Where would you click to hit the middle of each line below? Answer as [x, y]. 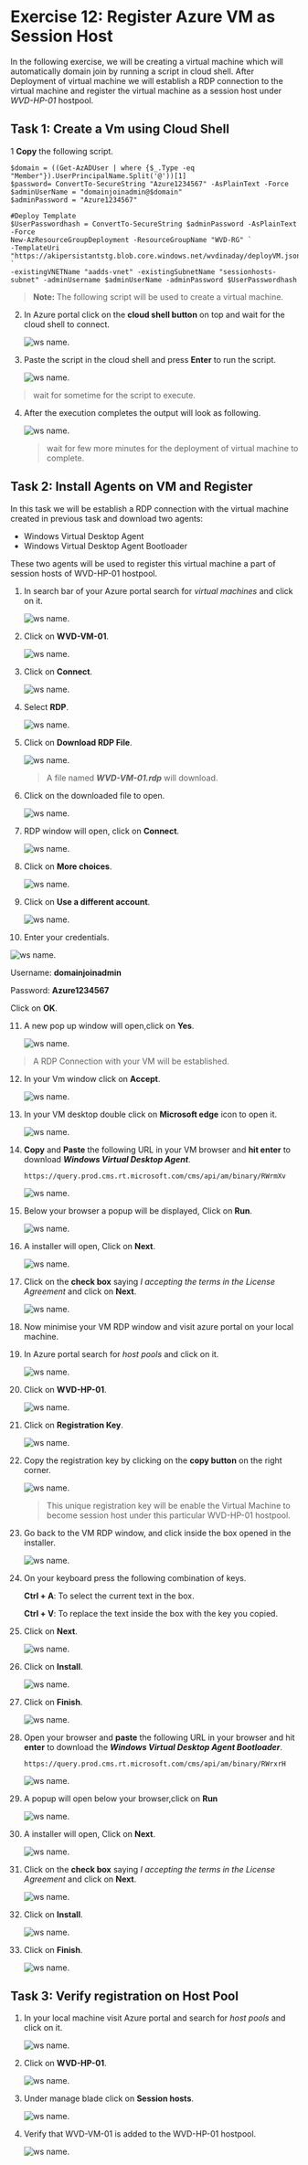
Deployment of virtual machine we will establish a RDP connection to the [147, 80]
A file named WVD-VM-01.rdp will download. [132, 778]
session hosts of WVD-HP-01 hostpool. [84, 573]
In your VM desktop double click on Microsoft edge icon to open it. [150, 1114]
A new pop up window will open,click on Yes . [109, 1025]
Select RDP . [46, 706]
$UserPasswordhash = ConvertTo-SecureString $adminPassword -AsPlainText [154, 224]
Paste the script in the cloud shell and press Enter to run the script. [150, 359]
